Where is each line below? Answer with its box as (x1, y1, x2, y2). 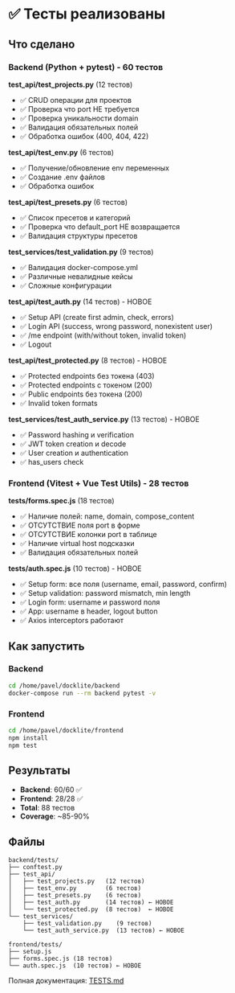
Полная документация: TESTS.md (8, 976, 124, 986)
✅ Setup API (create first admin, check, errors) (19, 312, 175, 322)
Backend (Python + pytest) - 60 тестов (8, 61, 164, 72)
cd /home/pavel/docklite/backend (8, 681, 120, 690)
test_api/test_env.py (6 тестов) (8, 147, 115, 157)
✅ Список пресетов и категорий (19, 212, 131, 222)
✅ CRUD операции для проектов (19, 95, 132, 105)
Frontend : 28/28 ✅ (19, 794, 83, 804)
